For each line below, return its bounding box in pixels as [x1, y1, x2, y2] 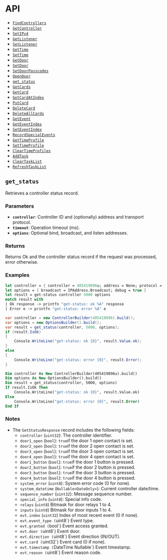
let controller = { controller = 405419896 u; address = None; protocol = [5, 283, 162, 288]
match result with [5, 297, 43, 302]
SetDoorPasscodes [12, 68, 49, 73]
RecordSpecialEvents [12, 132, 55, 137]
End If [5, 404, 19, 409]
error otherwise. [5, 259, 38, 265]
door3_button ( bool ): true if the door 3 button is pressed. [19, 469, 136, 475]
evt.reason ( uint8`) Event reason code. [19, 549, 101, 555]
